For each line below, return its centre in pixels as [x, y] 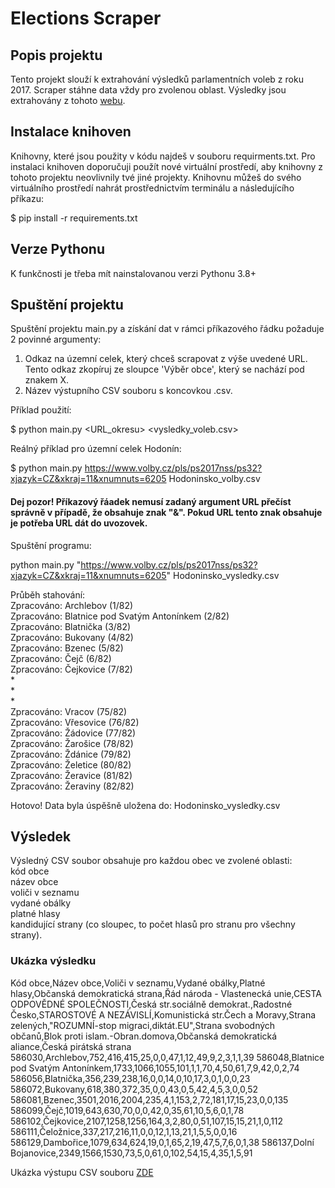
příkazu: [27, 198]
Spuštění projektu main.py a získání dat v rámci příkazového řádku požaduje [167, 329]
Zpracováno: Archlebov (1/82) [72, 605]
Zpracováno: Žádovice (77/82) [73, 733]
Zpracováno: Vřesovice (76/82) [75, 722]
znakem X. [46, 380]
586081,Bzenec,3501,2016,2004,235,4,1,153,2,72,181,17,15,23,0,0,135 [149, 1099]
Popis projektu [56, 55]
